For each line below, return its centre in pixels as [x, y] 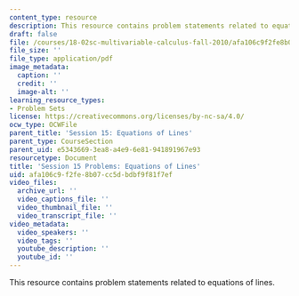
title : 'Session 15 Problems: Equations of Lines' [105, 166]
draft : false [33, 34]
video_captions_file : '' [63, 200]
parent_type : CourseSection [61, 141]
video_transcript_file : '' [67, 216]
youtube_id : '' [45, 257]
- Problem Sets [37, 108]
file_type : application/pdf [61, 59]
